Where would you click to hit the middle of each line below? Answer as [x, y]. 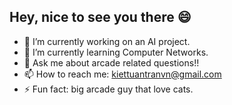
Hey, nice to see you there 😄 [100, 17]
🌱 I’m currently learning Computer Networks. [116, 52]
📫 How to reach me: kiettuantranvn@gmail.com [122, 74]
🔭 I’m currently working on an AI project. [107, 41]
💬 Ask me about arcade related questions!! [111, 62]
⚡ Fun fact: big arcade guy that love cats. [108, 89]
